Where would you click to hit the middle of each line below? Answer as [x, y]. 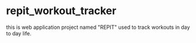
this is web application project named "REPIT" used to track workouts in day [98, 27]
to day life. [19, 33]
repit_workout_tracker [61, 11]
